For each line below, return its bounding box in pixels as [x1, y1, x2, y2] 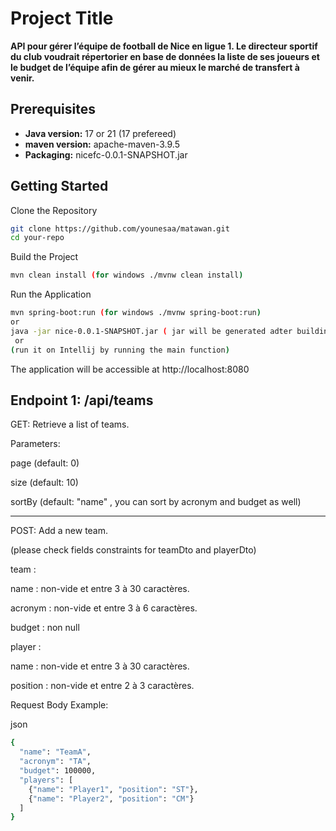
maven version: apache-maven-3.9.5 [24, 138, 180, 150]
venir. [10, 72, 35, 84]
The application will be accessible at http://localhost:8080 [10, 363, 250, 375]
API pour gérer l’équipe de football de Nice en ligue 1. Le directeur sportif [10, 40, 318, 52]
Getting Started [10, 178, 109, 195]
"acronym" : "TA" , [19, 757, 92, 767]
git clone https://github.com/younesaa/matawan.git [10, 223, 230, 234]
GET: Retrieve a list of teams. [10, 418, 130, 431]
